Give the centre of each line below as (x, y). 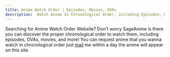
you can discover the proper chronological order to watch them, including (82, 34)
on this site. (17, 50)
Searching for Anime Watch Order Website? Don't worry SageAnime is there (84, 28)
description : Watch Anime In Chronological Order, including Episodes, (83, 14)
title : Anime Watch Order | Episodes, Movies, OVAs (61, 10)
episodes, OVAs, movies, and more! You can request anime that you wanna (83, 39)
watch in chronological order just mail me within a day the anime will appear (84, 44)
